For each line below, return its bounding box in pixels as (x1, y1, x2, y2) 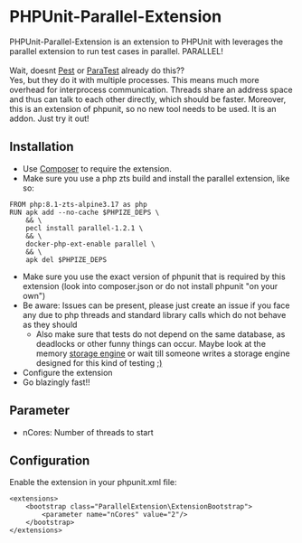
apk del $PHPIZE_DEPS (25, 255, 107, 264)
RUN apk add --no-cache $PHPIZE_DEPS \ (9, 208, 160, 217)
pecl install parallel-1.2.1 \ (25, 223, 144, 232)
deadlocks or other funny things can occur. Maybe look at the (35, 338, 267, 349)
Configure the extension (22, 367, 113, 378)
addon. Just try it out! (9, 113, 90, 124)
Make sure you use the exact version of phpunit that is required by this (22, 271, 287, 282)
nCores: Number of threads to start (22, 426, 154, 437)
